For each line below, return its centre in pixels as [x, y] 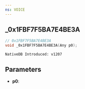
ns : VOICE [15, 10]
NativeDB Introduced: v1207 [34, 55]
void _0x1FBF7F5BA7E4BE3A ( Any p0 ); [41, 45]
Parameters [23, 69]
